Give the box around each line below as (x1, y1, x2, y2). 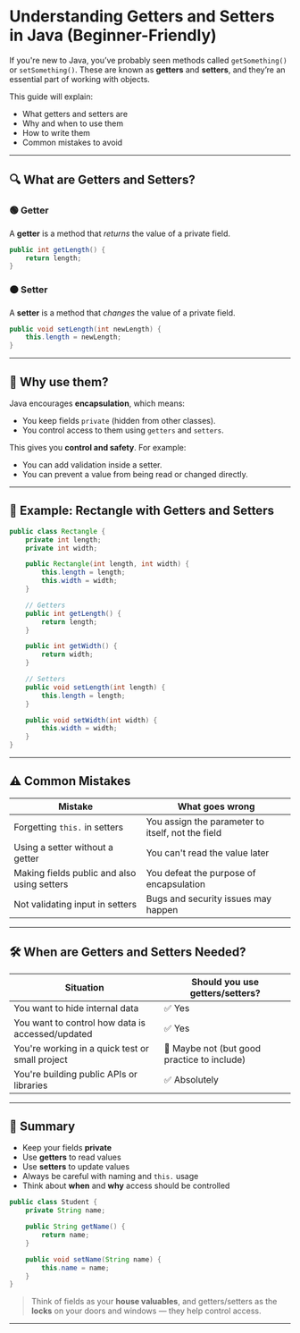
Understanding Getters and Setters (9, 6, 275, 27)
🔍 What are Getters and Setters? (9, 173, 196, 188)
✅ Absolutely (163, 1073, 219, 1085)
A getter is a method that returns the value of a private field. (9, 228, 230, 239)
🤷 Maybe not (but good (163, 1042, 262, 1054)
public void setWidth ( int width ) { (25, 715, 158, 725)
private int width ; (25, 544, 98, 553)
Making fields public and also (13, 866, 137, 879)
